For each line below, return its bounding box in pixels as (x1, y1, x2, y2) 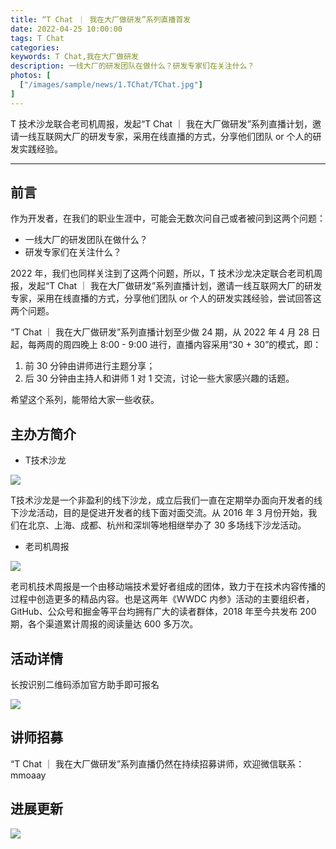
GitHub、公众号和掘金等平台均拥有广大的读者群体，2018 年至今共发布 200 (10, 606, 317, 618)
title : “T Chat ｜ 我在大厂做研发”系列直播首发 (10, 14, 192, 25)
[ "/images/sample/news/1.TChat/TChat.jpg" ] (19, 80, 203, 90)
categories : (10, 42, 60, 53)
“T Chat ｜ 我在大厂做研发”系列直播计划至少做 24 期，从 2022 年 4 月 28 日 (10, 326, 321, 338)
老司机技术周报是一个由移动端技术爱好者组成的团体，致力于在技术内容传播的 (10, 581, 326, 593)
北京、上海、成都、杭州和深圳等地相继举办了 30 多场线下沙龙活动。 (27, 519, 307, 531)
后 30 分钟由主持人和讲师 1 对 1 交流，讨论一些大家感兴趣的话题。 (24, 372, 295, 385)
